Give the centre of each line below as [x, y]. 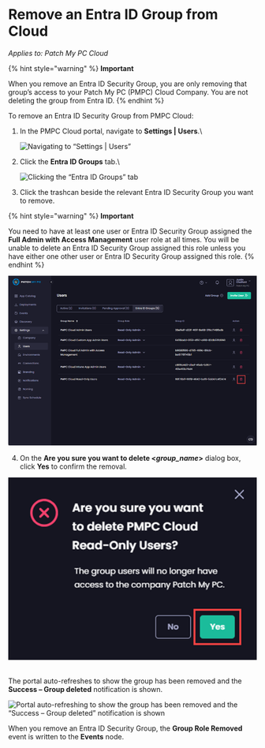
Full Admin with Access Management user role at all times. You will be [123, 239]
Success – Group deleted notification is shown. [86, 690]
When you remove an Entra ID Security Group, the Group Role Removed [125, 728]
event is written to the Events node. [66, 737]
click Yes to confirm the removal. [73, 466]
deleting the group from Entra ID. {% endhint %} [86, 100]
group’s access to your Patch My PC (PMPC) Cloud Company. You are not [128, 92]
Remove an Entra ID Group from [113, 15]
